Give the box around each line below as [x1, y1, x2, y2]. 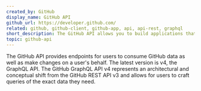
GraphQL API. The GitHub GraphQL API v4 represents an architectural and [6, 65, 190, 72]
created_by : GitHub [6, 8, 55, 15]
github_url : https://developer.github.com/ [6, 20, 117, 26]
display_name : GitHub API [6, 14, 71, 20]
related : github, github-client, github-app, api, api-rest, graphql [6, 25, 184, 32]
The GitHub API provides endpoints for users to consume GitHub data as [6, 53, 185, 59]
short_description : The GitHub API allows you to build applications [6, 31, 184, 37]
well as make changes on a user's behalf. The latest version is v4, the [6, 59, 178, 66]
